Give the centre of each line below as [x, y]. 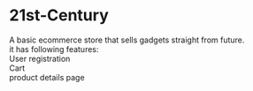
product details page [47, 77]
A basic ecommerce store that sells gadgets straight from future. [127, 40]
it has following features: [54, 49]
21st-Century [59, 15]
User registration [40, 58]
